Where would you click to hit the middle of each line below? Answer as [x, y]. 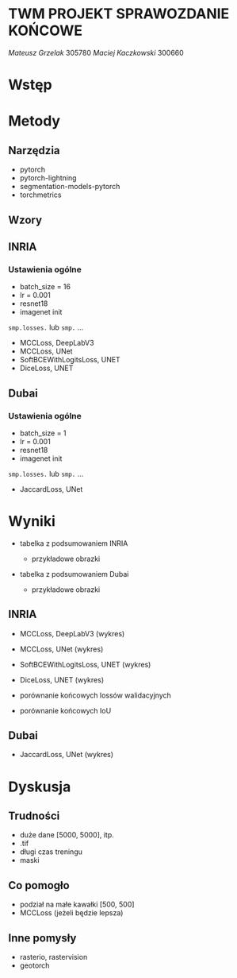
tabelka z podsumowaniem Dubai [74, 574]
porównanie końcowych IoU [65, 710]
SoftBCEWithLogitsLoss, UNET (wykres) [85, 664]
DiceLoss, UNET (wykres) [62, 679]
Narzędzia [34, 151]
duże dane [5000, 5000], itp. [67, 835]
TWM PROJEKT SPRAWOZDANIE [119, 14]
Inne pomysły [42, 938]
